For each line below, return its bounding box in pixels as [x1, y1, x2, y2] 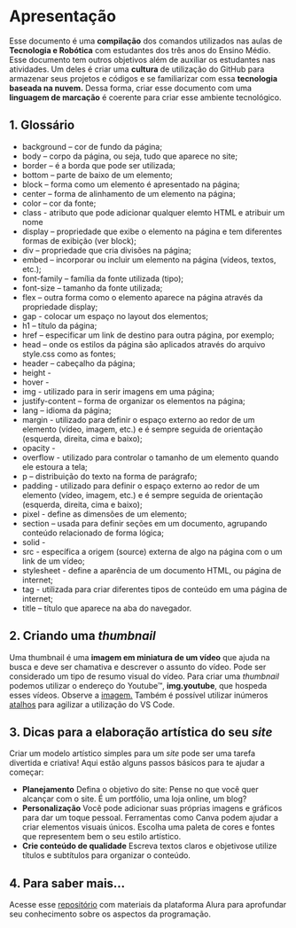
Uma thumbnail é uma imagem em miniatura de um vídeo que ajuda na [9, 651, 270, 662]
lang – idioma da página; [21, 405, 112, 416]
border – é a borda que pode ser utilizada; [21, 160, 175, 170]
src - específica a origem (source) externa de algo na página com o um [21, 546, 283, 557]
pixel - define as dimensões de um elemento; [21, 508, 188, 519]
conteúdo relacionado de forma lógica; [21, 527, 164, 538]
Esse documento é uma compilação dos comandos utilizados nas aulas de [9, 35, 283, 46]
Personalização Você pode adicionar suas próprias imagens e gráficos [21, 803, 283, 814]
